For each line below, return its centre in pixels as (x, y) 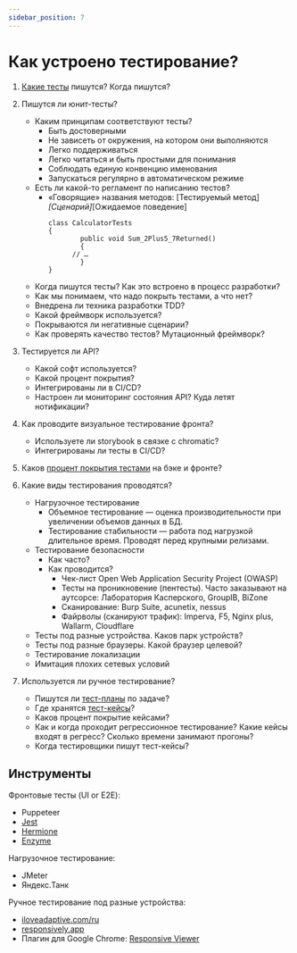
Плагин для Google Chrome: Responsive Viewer (110, 939)
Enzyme (36, 841)
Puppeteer (41, 813)
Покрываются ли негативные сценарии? (111, 324)
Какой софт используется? (86, 368)
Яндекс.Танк (45, 885)
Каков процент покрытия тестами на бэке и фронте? (121, 468)
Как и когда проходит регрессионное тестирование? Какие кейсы (161, 727)
